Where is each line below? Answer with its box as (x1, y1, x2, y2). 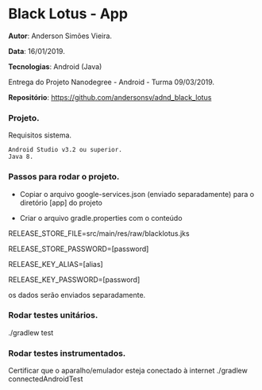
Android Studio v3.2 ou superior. (8, 146, 123, 154)
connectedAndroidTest (8, 374, 83, 384)
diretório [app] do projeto (19, 198, 103, 207)
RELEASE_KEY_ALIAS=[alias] (8, 259, 103, 268)
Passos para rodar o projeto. (8, 172, 120, 183)
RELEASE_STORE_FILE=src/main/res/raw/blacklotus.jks (8, 228, 190, 238)
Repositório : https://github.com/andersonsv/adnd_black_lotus (8, 92, 212, 102)
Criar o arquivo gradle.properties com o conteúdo (19, 213, 183, 222)
